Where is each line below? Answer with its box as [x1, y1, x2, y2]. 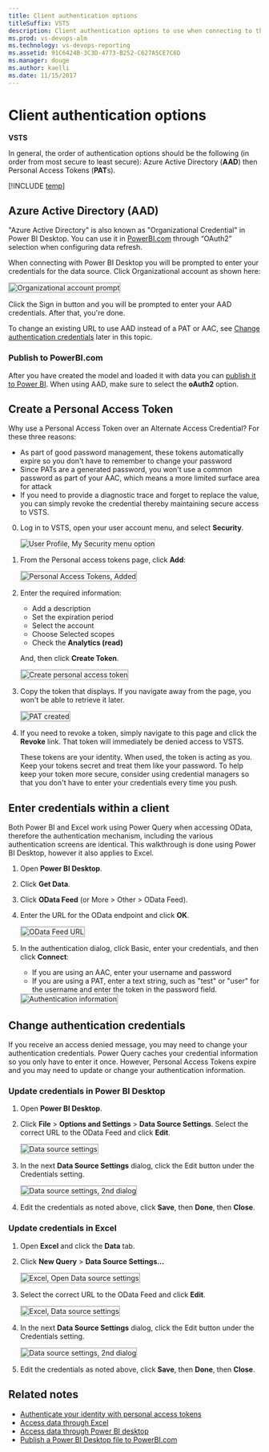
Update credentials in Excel [8, 1222, 118, 1234]
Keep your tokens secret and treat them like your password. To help [19, 761, 244, 771]
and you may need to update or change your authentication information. [8, 1066, 246, 1075]
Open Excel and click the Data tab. [19, 1241, 135, 1250]
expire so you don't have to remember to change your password [19, 456, 232, 466]
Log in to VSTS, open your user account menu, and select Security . [19, 523, 244, 532]
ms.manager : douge [8, 57, 70, 65]
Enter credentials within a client [8, 801, 170, 815]
